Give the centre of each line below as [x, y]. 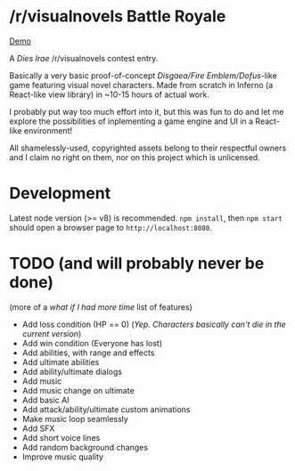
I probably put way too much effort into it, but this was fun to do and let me [147, 111]
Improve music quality [63, 457]
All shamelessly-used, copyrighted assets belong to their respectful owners [148, 148]
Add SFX [38, 428]
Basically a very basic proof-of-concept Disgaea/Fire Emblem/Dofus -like [143, 75]
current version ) [52, 333]
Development [60, 194]
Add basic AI [45, 400]
